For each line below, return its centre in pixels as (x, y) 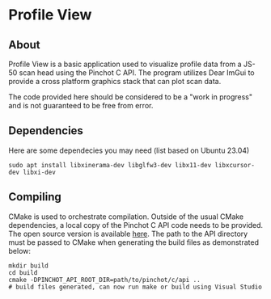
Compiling (35, 197)
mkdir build (28, 265)
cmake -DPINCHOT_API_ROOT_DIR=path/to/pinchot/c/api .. (104, 280)
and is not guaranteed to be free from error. (81, 105)
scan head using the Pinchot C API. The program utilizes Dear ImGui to (137, 73)
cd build (23, 272)
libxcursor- (235, 165)
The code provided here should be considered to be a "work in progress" (131, 97)
